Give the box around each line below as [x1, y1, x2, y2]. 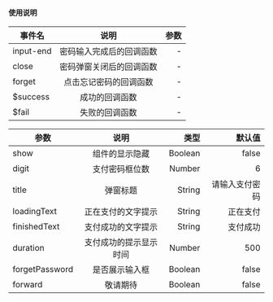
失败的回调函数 [80, 107, 137, 118]
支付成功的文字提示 [84, 221, 158, 233]
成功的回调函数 [80, 92, 137, 103]
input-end [12, 46, 52, 57]
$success [12, 91, 50, 103]
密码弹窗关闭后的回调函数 [59, 61, 158, 72]
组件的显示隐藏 [92, 148, 150, 160]
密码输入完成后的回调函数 [59, 46, 158, 57]
